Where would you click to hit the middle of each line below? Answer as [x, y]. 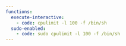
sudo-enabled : [28, 28]
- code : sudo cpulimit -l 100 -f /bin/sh [68, 34]
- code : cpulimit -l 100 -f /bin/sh [62, 23]
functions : [19, 12]
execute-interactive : [38, 17]
